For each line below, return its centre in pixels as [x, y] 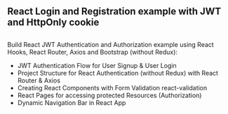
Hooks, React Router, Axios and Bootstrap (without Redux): [92, 52]
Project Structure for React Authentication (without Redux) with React [118, 73]
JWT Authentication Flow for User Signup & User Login [97, 65]
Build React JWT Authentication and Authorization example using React [110, 44]
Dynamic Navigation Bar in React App [72, 102]
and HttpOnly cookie [53, 23]
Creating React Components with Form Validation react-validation [112, 87]
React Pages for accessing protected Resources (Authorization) [109, 95]
